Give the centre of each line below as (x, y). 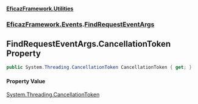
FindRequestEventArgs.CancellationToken (89, 43)
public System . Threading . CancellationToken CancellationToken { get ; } (99, 68)
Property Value (26, 81)
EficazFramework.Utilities (40, 9)
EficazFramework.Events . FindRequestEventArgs (80, 24)
